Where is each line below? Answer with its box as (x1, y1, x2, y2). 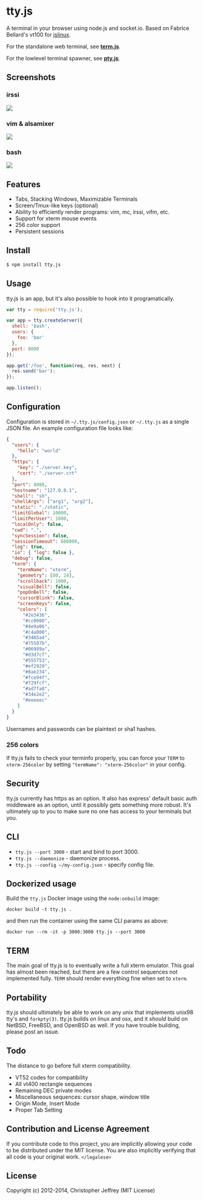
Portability (6, 993, 47, 1003)
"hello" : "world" (17, 447, 61, 454)
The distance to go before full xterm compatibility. (6, 1062, 132, 1069)
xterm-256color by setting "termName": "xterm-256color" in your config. (6, 761, 187, 768)
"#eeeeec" (22, 697, 47, 703)
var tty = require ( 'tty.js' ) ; (6, 306, 83, 312)
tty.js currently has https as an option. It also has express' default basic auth (6, 794, 198, 802)
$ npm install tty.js (6, 261, 61, 268)
